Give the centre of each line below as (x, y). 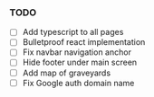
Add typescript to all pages (73, 32)
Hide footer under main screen (80, 62)
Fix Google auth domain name (78, 83)
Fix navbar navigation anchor (77, 52)
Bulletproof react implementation (84, 42)
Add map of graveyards (67, 73)
